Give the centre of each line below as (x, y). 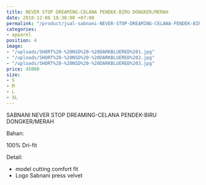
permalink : (20, 23)
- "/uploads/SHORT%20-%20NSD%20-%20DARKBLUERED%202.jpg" (81, 58)
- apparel (19, 35)
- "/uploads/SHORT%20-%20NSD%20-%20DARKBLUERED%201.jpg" (81, 52)
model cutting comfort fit (47, 168)
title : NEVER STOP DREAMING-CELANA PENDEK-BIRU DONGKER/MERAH (87, 12)
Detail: (14, 157)
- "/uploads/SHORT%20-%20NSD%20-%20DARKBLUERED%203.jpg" (81, 63)
